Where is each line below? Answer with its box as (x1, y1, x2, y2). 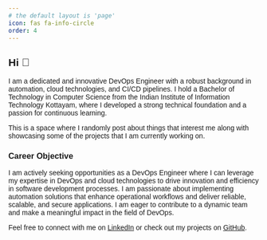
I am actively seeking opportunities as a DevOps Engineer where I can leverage (8, 168, 254, 178)
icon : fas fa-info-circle (8, 19, 94, 27)
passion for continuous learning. (8, 108, 108, 118)
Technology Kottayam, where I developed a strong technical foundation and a (8, 100, 247, 110)
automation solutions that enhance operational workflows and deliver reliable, (8, 192, 247, 202)
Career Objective (8, 151, 74, 161)
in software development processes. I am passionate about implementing (8, 184, 234, 194)
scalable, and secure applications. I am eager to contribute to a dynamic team (8, 200, 249, 210)
